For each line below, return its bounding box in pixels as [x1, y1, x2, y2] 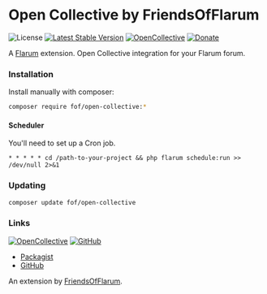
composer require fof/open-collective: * [8, 103, 148, 111]
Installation [8, 68, 54, 80]
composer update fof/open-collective [8, 198, 136, 206]
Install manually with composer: [8, 87, 114, 97]
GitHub [19, 260, 45, 270]
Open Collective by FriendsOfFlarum [8, 6, 260, 24]
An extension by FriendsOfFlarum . [8, 276, 123, 286]
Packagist [19, 252, 54, 262]
